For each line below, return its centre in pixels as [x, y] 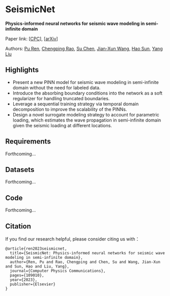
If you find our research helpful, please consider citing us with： [73, 239]
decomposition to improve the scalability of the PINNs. [70, 109]
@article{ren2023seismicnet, [36, 249]
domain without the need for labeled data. [56, 87]
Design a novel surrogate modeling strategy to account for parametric [86, 114]
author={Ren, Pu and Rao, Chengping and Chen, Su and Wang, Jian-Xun [85, 262]
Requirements [28, 142]
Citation [18, 226]
